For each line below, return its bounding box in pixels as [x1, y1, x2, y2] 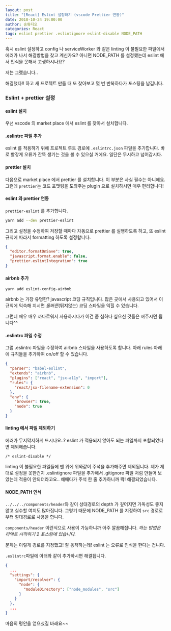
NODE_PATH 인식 [5, 489, 42, 495]
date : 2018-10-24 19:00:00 [5, 17, 63, 22]
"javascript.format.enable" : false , [10, 254, 88, 259]
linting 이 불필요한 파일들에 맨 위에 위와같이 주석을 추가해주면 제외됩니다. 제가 [5, 464, 159, 470]
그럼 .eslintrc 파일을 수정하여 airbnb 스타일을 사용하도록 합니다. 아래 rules [5, 345, 153, 351]
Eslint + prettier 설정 [5, 94, 55, 101]
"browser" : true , [14, 399, 51, 405]
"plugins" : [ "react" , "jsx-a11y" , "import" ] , [10, 375, 108, 381]
